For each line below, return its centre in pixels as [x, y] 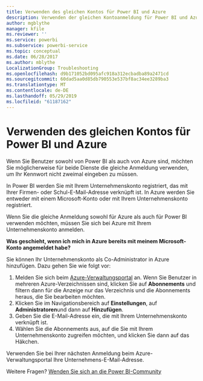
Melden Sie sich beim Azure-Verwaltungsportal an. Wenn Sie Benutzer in [106, 277]
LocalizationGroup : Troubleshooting [52, 68]
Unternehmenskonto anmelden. [46, 229]
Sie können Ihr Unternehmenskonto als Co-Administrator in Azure [88, 259]
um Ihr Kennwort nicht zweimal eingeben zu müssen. [72, 174]
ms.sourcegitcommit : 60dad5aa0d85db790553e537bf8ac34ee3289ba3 [88, 79]
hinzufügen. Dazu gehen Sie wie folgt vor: [59, 266]
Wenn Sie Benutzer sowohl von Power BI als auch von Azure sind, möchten [100, 161]
